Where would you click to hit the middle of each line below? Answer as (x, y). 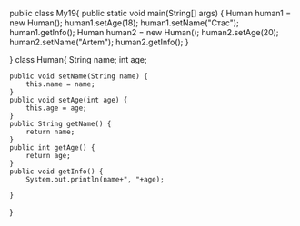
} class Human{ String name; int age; (78, 59)
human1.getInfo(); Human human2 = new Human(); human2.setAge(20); (144, 32)
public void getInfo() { (56, 172)
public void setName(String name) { (79, 76)
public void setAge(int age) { (69, 100)
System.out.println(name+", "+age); (95, 180)
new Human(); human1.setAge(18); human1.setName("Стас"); (124, 23)
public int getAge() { (52, 148)
